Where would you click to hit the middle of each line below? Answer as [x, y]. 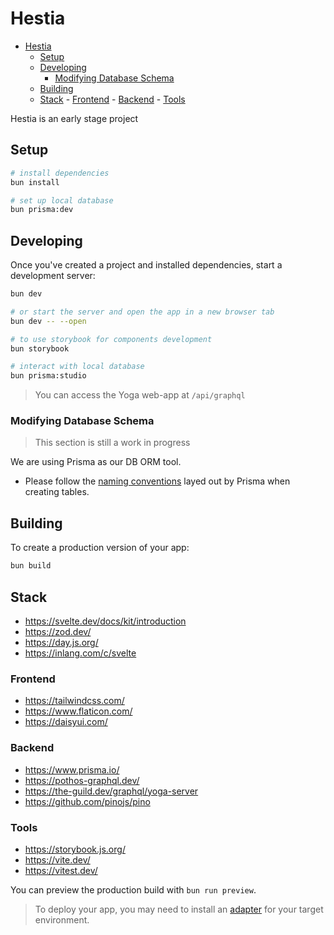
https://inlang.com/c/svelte [80, 653]
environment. [62, 919]
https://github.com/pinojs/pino [87, 801]
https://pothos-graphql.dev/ [82, 780]
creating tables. [57, 492]
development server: [53, 276]
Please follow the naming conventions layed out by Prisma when [157, 481]
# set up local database [62, 200]
